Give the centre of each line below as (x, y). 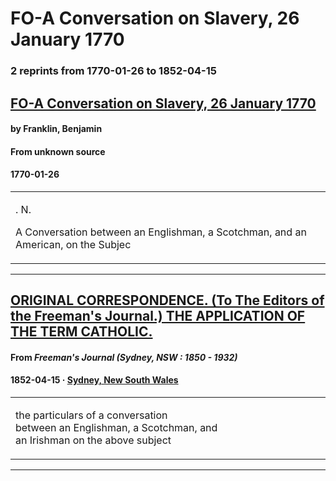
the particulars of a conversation (91, 415)
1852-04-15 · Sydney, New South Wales (94, 380)
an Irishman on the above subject (93, 440)
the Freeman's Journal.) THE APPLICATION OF (158, 316)
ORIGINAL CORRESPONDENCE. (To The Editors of (167, 300)
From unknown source (58, 151)
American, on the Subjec (73, 244)
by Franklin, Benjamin (56, 129)
